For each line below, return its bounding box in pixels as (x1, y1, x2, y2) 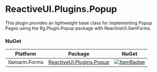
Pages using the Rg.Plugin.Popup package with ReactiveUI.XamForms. (5, 25, 152, 31)
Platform (15, 51, 36, 58)
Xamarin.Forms (8, 59, 44, 66)
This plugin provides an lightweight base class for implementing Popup (5, 20, 152, 26)
